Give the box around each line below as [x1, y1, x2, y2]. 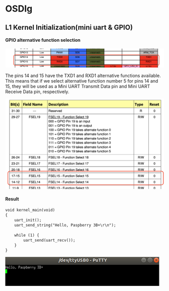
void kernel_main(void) [5, 207, 55, 213]
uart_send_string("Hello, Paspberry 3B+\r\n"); [14, 223, 116, 228]
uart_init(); [14, 217, 42, 223]
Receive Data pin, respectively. [5, 89, 70, 95]
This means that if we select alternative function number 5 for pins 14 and [5, 78, 158, 84]
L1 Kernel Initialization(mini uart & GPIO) [5, 23, 133, 32]
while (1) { [14, 233, 39, 238]
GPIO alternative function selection [5, 37, 81, 43]
